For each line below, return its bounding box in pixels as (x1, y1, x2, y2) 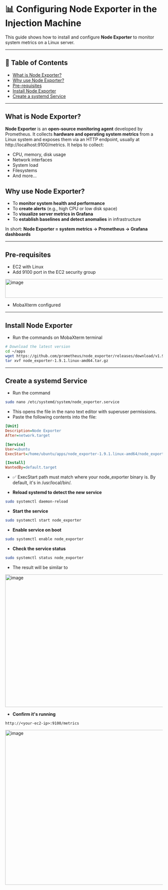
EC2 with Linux (12, 264, 44, 270)
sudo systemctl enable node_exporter (5, 536, 84, 542)
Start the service (12, 508, 48, 514)
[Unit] (5, 423, 19, 429)
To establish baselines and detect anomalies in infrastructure (12, 216, 141, 222)
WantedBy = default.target (5, 465, 57, 470)
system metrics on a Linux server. (5, 39, 75, 45)
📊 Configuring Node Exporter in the (5, 4, 157, 15)
